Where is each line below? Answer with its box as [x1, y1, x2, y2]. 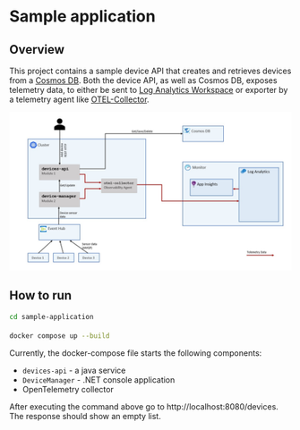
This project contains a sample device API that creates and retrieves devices [9, 65, 292, 76]
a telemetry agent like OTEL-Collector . [9, 94, 150, 105]
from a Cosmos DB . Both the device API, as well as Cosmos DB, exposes [9, 75, 278, 86]
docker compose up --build [9, 332, 110, 341]
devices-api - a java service [21, 365, 126, 375]
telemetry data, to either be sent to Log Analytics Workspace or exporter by [9, 85, 288, 95]
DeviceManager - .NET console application [21, 374, 176, 385]
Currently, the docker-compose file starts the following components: [9, 347, 262, 358]
